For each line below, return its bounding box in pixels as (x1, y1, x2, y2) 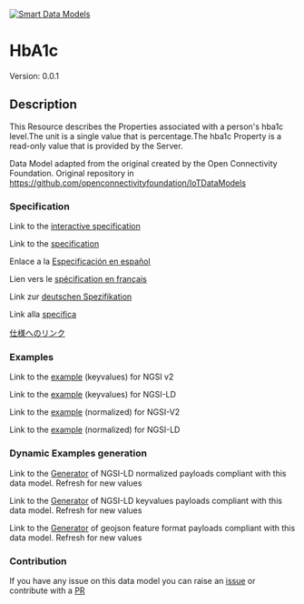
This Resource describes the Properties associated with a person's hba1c (9, 121, 284, 132)
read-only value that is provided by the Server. (9, 140, 183, 151)
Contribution (9, 555, 67, 568)
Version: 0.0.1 (9, 70, 59, 81)
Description (9, 96, 77, 113)
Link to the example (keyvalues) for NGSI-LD (9, 389, 177, 400)
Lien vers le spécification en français (9, 274, 147, 285)
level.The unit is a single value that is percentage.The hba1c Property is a (9, 130, 282, 141)
